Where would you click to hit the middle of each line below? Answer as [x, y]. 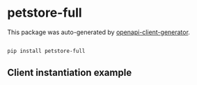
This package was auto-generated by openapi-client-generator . [98, 32]
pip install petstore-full [46, 51]
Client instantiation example [70, 73]
